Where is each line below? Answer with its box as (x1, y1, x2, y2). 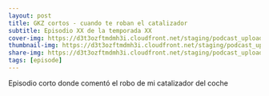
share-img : (8, 49, 45, 57)
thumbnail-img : (8, 42, 59, 50)
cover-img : (8, 34, 45, 42)
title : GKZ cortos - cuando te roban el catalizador (8, 19, 188, 27)
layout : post (8, 11, 52, 20)
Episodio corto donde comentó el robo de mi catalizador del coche (8, 78, 228, 88)
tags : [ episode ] (8, 57, 62, 65)
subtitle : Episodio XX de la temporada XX (8, 26, 152, 34)
